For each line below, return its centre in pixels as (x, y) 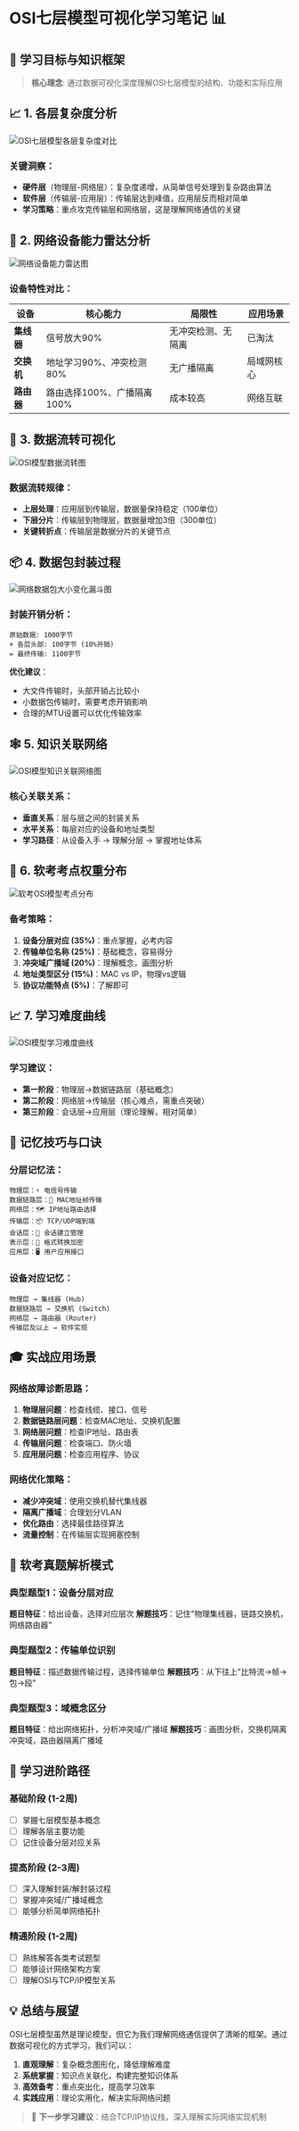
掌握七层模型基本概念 (61, 1820)
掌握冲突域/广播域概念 (63, 1900)
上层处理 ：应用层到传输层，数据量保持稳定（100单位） (122, 509)
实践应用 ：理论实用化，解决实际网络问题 (96, 2097)
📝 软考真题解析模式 (61, 1566)
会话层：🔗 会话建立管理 (47, 1233)
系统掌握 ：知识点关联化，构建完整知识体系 (100, 2075)
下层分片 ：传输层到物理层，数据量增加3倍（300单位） (121, 520)
